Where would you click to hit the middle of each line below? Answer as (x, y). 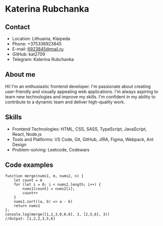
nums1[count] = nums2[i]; (49, 189)
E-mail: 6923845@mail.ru (38, 49)
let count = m (28, 180)
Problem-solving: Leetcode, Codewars (51, 150)
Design (19, 144)
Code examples (29, 165)
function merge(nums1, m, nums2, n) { (44, 176)
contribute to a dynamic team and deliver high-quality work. (65, 102)
